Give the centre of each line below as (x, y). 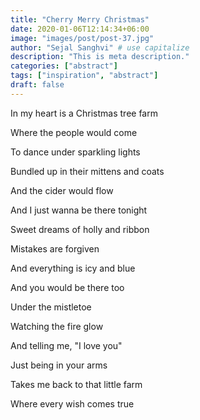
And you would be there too (67, 287)
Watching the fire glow (57, 326)
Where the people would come (74, 132)
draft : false (37, 85)
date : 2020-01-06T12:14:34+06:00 (80, 29)
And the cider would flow (62, 190)
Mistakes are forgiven (55, 248)
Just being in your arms (59, 365)
